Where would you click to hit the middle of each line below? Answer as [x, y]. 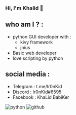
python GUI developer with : [42, 36]
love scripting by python [38, 58]
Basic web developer [34, 53]
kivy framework [36, 42]
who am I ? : [24, 25]
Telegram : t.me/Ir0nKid [37, 86]
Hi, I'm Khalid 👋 [24, 8]
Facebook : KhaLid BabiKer [41, 97]
